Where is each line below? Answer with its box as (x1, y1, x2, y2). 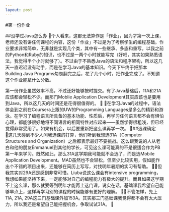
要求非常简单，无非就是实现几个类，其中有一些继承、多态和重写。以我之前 (9, 45, 164, 51)
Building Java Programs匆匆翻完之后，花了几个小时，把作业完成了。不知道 (5, 70, 160, 76)
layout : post (5, 7, 33, 13)
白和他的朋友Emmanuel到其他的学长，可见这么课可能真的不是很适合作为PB (5, 144, 161, 150)
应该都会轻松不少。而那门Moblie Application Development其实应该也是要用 (5, 94, 161, 100)
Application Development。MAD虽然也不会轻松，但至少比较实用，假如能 (5, 157, 156, 163)
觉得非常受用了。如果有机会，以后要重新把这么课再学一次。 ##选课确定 (5, 125, 156, 131)
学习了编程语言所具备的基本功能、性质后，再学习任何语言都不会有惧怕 (18, 113, 164, 119)
